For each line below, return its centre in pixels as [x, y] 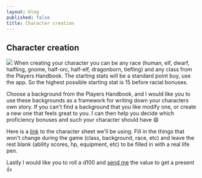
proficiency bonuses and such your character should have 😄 [82, 120]
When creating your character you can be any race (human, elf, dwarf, [102, 63]
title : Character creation [40, 23]
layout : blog [23, 12]
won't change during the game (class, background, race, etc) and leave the [100, 138]
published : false [28, 18]
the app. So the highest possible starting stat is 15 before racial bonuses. [97, 82]
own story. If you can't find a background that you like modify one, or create [101, 107]
